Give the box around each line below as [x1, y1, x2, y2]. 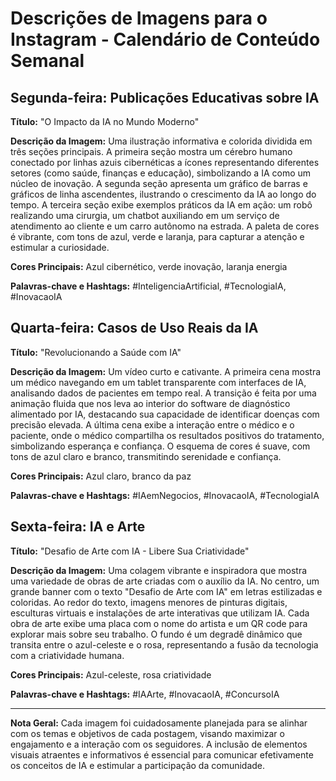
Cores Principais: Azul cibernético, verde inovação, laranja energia [10, 261, 288, 272]
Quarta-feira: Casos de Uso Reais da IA [10, 320, 259, 337]
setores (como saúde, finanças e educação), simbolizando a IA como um [10, 167, 312, 179]
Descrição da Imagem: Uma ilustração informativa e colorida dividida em [10, 135, 313, 147]
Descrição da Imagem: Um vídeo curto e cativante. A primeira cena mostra [10, 365, 322, 377]
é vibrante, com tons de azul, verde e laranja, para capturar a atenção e [10, 231, 305, 242]
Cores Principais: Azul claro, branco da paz [10, 470, 192, 482]
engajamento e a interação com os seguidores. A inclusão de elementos [10, 738, 308, 750]
